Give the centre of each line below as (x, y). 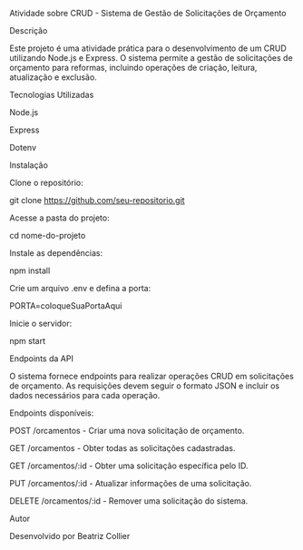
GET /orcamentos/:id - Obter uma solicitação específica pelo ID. (129, 466)
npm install (30, 270)
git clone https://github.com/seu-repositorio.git (97, 200)
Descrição (29, 30)
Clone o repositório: (46, 182)
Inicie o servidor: (41, 323)
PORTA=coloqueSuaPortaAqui (66, 306)
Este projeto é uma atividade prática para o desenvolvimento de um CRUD (148, 48)
